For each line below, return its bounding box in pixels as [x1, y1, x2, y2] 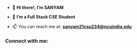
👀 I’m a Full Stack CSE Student [12, 14, 75, 19]
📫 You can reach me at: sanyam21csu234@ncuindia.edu [12, 24, 132, 29]
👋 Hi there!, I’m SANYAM [12, 5, 64, 10]
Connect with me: [5, 37, 49, 44]
